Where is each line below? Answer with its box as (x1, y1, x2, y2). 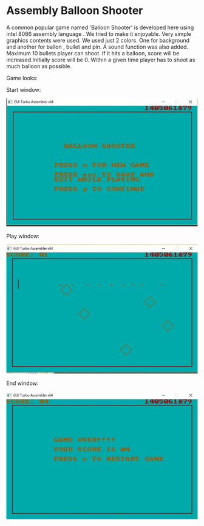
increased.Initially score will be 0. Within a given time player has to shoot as (6, 56, 195, 63)
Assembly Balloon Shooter (6, 4, 143, 18)
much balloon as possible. (6, 62, 72, 70)
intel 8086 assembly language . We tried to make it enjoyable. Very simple (6, 30, 191, 37)
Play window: (6, 232, 40, 240)
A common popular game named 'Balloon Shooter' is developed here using (6, 24, 194, 31)
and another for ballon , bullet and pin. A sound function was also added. (6, 43, 188, 50)
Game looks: (6, 74, 38, 81)
